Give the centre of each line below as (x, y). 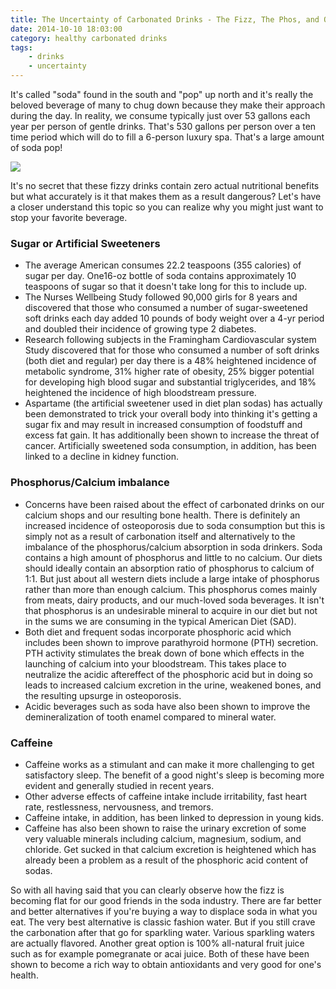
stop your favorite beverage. (69, 217)
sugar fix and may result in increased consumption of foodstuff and (163, 425)
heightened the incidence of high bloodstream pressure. (140, 393)
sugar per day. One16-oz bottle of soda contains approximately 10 (160, 276)
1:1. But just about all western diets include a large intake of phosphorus (172, 578)
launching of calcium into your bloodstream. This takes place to (155, 663)
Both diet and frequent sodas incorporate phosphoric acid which (158, 632)
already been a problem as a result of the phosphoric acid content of (166, 860)
